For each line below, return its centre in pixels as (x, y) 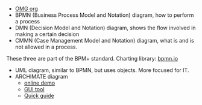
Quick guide (39, 96)
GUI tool (34, 89)
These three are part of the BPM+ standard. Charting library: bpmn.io (92, 58)
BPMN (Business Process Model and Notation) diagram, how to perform (104, 15)
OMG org (26, 9)
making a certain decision (47, 34)
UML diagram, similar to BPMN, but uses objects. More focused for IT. (102, 70)
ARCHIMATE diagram (41, 76)
